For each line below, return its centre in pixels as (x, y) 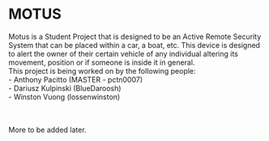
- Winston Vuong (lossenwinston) (64, 96)
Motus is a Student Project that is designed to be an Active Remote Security (135, 36)
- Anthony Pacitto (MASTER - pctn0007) (76, 79)
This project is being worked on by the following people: (102, 70)
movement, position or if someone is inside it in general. (102, 62)
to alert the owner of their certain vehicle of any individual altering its (124, 53)
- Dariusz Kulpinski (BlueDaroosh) (65, 88)
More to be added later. (47, 130)
